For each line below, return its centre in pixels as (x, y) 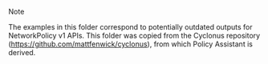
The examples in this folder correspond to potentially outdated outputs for (130, 27)
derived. (22, 52)
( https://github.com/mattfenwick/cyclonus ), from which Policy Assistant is (130, 44)
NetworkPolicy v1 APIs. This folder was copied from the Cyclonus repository (134, 36)
